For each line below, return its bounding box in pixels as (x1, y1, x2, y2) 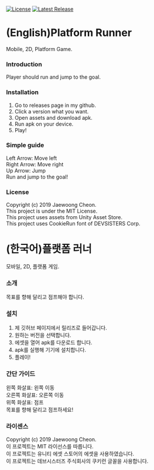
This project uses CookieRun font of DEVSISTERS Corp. (6, 220, 141, 227)
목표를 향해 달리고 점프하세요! (6, 406, 74, 413)
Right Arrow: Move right (6, 160, 64, 167)
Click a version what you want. (14, 108, 89, 115)
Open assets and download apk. (14, 114, 93, 121)
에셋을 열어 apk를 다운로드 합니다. (14, 338, 93, 346)
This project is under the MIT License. (6, 207, 98, 214)
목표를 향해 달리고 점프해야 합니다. (6, 294, 84, 301)
